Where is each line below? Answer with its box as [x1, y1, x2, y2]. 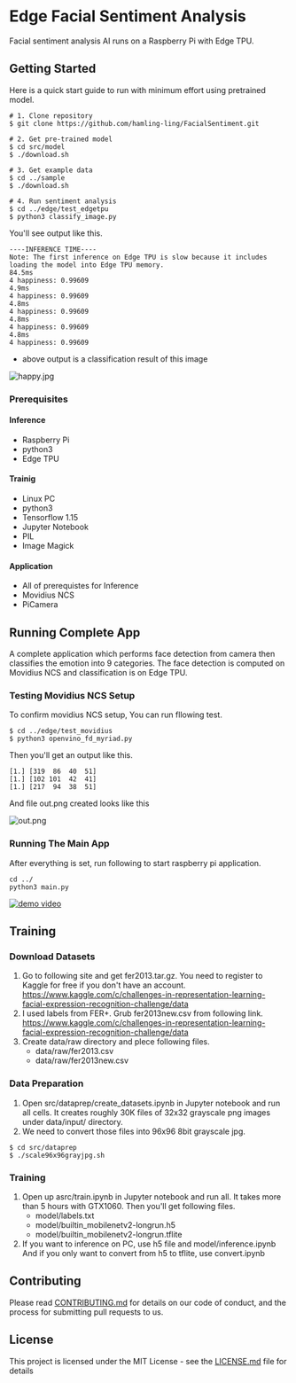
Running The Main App [9, 838, 110, 850]
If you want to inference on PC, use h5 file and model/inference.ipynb [21, 1238, 277, 1249]
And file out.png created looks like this [9, 798, 150, 809]
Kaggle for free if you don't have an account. [21, 980, 186, 990]
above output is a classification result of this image [21, 353, 208, 364]
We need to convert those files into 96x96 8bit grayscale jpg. [21, 1126, 246, 1137]
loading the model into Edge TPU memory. [9, 260, 165, 270]
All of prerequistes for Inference [21, 581, 139, 591]
